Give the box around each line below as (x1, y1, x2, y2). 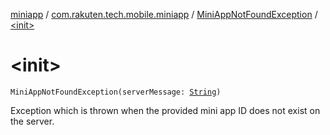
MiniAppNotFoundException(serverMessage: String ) (10, 87, 222, 97)
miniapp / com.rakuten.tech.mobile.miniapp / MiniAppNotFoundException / (10, 9, 318, 20)
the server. (10, 115, 55, 127)
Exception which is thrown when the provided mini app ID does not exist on (10, 104, 321, 116)
